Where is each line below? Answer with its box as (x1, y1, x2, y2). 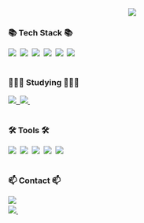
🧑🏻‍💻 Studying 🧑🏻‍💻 (8, 77, 80, 88)
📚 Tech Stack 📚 (8, 27, 73, 38)
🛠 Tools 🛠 (8, 125, 50, 136)
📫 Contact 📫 (8, 175, 61, 186)
